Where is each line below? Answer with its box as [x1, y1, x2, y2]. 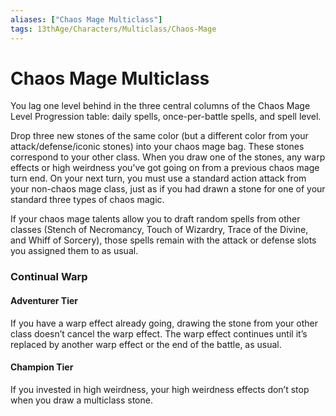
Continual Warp [10, 270, 88, 284]
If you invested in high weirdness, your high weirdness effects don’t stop [10, 383, 310, 395]
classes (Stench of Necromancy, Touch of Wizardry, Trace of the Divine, [10, 224, 309, 236]
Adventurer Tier [10, 294, 79, 306]
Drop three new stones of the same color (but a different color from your [10, 130, 309, 142]
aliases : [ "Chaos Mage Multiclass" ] [10, 14, 163, 25]
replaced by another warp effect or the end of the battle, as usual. [10, 338, 282, 350]
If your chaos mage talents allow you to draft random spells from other [10, 213, 301, 225]
